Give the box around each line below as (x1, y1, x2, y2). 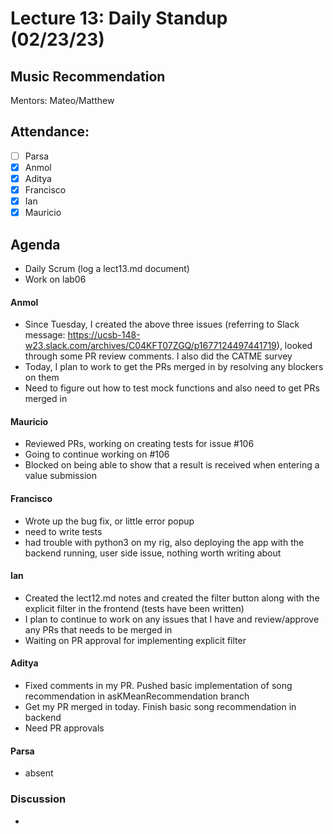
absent (24, 767, 54, 779)
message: (24, 329, 66, 341)
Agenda (10, 236, 61, 253)
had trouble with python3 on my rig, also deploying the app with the (24, 536, 305, 548)
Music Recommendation (10, 68, 166, 85)
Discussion (10, 792, 67, 806)
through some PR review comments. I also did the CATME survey (24, 350, 293, 362)
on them (24, 372, 60, 384)
